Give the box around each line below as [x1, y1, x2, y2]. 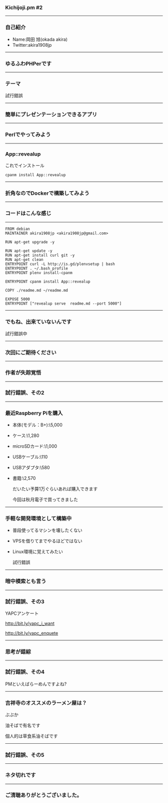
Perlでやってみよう [5, 131, 51, 138]
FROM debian [5, 226, 30, 231]
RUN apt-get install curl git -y [5, 252, 75, 257]
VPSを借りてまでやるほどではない [12, 538, 82, 544]
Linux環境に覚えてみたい [12, 549, 63, 555]
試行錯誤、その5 [5, 751, 44, 758]
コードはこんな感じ [5, 210, 51, 217]
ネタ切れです [5, 772, 36, 779]
